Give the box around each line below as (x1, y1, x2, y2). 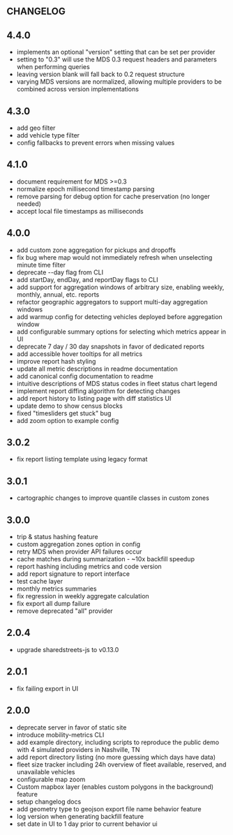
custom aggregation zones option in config (16, 540, 141, 549)
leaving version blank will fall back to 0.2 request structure (16, 70, 186, 79)
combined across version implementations (16, 85, 139, 94)
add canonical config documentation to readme (16, 371, 154, 380)
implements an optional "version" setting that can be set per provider (16, 48, 216, 57)
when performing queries (16, 63, 90, 71)
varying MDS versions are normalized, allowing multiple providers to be (16, 77, 223, 86)
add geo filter (16, 124, 56, 132)
